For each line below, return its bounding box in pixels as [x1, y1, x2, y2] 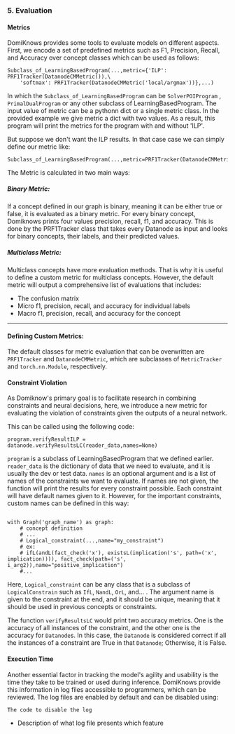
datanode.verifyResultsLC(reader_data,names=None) [7, 442, 158, 449]
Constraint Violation [7, 378, 68, 387]
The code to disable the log [7, 706, 92, 714]
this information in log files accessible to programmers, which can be [7, 685, 206, 693]
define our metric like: [7, 142, 71, 151]
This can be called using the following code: [7, 422, 135, 431]
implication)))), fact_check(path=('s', [7, 556, 127, 563]
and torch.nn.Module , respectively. [7, 362, 107, 371]
